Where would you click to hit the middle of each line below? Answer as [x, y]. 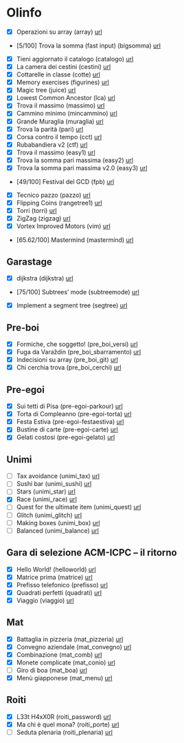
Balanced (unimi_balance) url [57, 530]
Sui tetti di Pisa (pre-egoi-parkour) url [69, 406]
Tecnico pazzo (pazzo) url [53, 195]
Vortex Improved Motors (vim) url [63, 226]
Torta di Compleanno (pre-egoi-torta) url [74, 414]
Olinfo [24, 13]
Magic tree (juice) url [46, 90]
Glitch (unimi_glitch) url [49, 515]
